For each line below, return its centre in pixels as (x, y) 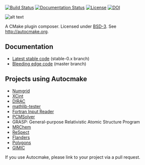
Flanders (21, 137)
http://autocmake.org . (27, 31)
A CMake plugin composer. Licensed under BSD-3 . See (61, 26)
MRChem (21, 127)
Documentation (29, 47)
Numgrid (21, 91)
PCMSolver (23, 116)
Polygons (21, 142)
